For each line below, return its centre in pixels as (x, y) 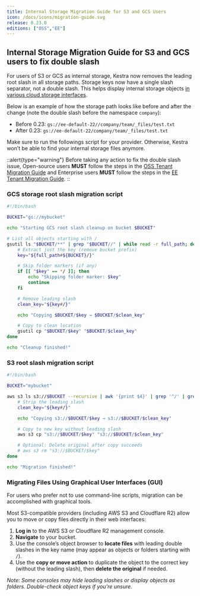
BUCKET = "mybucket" (29, 386)
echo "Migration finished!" (42, 467)
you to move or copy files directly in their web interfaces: (76, 519)
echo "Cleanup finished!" (39, 348)
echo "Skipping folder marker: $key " (74, 277)
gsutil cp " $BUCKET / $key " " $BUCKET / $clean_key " (77, 331)
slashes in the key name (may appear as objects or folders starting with (103, 550)
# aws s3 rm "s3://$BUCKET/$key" (59, 451)
